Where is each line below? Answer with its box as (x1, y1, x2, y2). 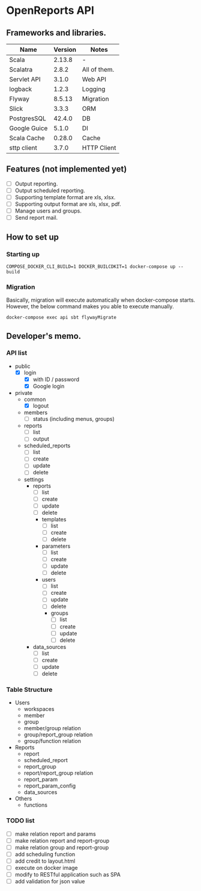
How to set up (6, 232, 59, 242)
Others (14, 795, 32, 803)
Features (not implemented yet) (6, 164, 127, 175)
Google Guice (9, 124, 48, 132)
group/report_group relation (23, 731, 93, 738)
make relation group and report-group (14, 843, 109, 851)
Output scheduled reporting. (14, 187, 85, 194)
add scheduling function (14, 850, 76, 858)
